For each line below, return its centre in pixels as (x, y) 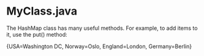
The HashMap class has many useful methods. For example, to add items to (102, 28)
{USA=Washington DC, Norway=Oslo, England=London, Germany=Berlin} (99, 46)
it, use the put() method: (37, 34)
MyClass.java (42, 11)
